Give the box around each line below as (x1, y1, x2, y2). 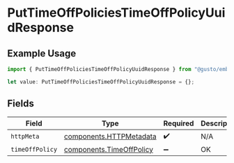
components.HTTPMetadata (63, 132, 157, 141)
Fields (7, 98, 35, 109)
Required (163, 118, 194, 128)
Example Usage (7, 47, 77, 59)
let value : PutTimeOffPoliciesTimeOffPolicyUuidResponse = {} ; (7, 78, 195, 85)
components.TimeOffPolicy (63, 144, 153, 154)
